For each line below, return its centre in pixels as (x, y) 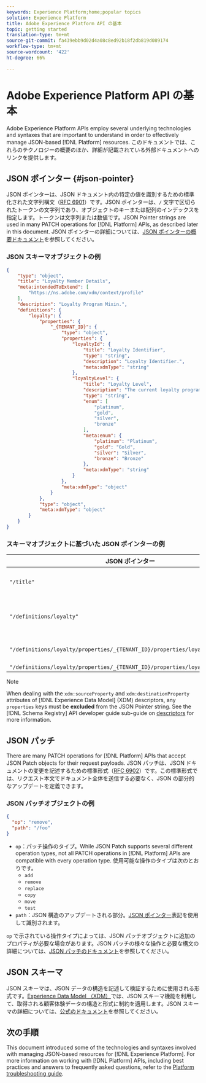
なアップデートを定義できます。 (47, 786)
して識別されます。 (39, 923)
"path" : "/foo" (31, 828)
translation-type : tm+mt (38, 35)
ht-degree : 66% (26, 58)
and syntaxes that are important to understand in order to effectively (93, 135)
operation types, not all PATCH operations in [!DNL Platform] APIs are (103, 853)
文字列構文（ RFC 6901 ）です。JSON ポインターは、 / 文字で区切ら (112, 202)
